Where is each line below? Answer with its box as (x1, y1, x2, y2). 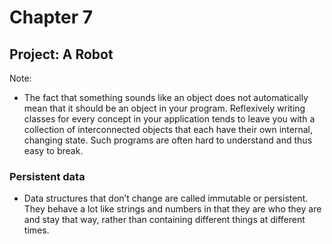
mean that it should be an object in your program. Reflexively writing (23, 102, 306, 114)
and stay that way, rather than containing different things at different (23, 214, 306, 226)
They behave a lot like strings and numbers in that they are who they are (23, 203, 322, 215)
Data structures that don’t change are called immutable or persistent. (23, 192, 309, 205)
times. (23, 224, 50, 236)
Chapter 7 (9, 6, 94, 29)
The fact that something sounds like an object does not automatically (23, 92, 309, 103)
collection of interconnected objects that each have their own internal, (23, 124, 314, 135)
